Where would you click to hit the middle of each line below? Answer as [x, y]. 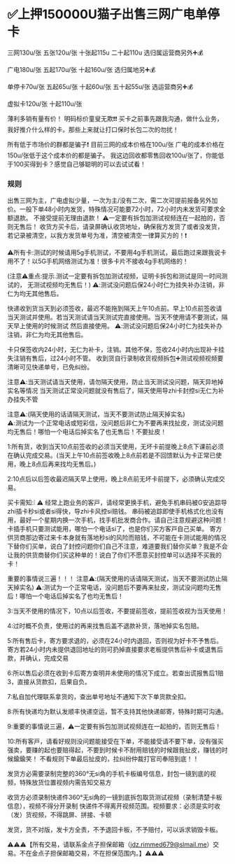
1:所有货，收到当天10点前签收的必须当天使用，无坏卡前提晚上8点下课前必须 [115, 447]
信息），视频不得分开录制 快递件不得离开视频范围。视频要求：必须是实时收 [114, 806]
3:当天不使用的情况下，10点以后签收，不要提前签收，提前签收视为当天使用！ [117, 611]
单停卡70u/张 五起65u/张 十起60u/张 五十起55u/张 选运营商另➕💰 [100, 86]
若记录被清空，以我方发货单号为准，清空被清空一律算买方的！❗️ [97, 236]
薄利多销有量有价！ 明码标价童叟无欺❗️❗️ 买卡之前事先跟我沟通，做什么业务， [115, 118]
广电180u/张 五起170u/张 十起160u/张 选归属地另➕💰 [81, 69]
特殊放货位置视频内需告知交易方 [65, 782]
